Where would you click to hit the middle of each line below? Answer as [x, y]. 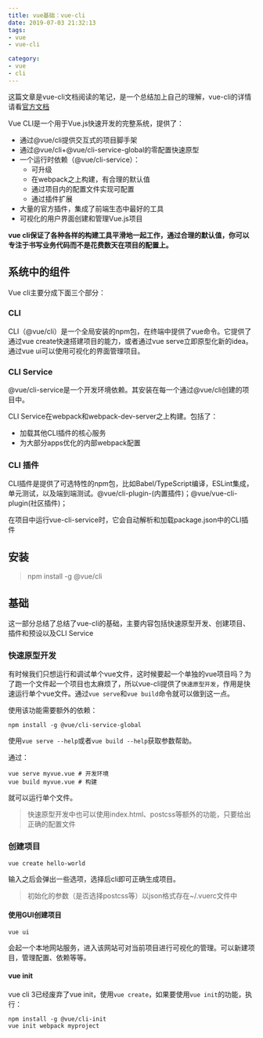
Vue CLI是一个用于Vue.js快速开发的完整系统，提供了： [96, 123]
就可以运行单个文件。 [42, 798]
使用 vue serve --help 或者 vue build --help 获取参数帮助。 [102, 741]
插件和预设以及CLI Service [51, 634]
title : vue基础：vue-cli [47, 15]
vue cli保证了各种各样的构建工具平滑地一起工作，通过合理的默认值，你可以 [129, 235]
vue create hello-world [47, 863]
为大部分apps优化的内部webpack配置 [80, 443]
